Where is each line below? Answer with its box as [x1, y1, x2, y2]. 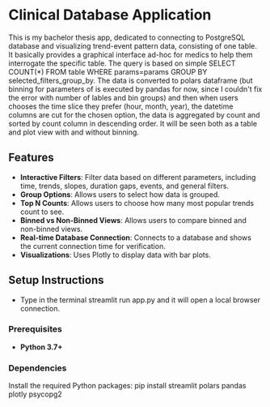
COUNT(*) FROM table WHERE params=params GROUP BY [8, 66, 208, 76]
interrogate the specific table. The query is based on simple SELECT [8, 58, 236, 68]
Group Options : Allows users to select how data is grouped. [19, 189, 220, 199]
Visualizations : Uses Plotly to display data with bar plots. [19, 250, 212, 259]
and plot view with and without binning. [8, 127, 140, 137]
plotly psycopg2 [8, 389, 62, 399]
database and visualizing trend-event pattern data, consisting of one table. [8, 41, 257, 50]
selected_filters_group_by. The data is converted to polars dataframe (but [8, 75, 253, 85]
